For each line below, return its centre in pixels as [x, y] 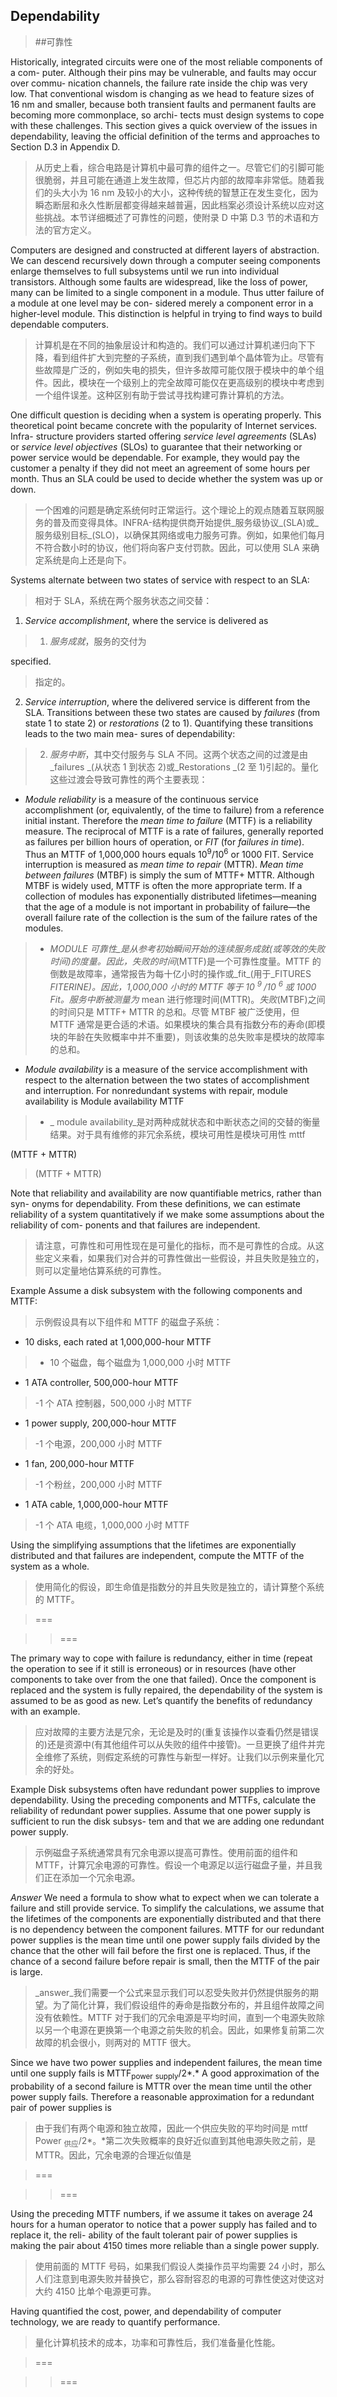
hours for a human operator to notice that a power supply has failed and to [164, 2224]
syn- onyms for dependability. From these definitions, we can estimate [155, 1204]
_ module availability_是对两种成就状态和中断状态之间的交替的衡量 [185, 1122]
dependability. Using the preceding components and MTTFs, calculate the [163, 1800]
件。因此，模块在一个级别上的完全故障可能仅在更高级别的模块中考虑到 [179, 382]
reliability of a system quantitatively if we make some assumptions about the [167, 1215]
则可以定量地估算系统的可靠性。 [100, 1271]
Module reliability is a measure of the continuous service [141, 799]
